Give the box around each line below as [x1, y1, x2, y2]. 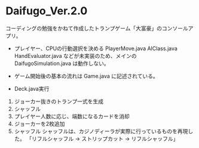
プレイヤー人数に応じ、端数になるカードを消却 [14, 112, 130, 120]
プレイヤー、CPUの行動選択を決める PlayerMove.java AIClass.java [14, 45, 177, 52]
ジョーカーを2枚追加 [14, 120, 65, 127]
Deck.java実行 [14, 85, 50, 92]
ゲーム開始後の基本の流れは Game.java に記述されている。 [14, 72, 159, 79]
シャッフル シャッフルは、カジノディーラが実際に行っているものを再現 [14, 127, 188, 135]
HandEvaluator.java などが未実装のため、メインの [14, 52, 137, 59]
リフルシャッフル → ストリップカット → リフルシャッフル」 [31, 135, 179, 142]
